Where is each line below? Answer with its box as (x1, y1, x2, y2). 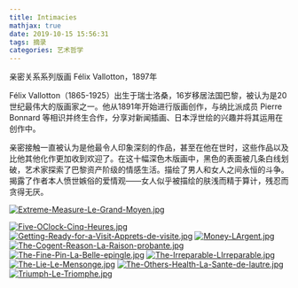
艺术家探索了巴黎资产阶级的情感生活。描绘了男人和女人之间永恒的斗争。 (24, 165, 289, 175)
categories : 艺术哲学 (9, 46, 84, 55)
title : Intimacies (9, 12, 77, 22)
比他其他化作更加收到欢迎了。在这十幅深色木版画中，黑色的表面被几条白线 (9, 153, 281, 164)
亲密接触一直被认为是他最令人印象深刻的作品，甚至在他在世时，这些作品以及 (9, 143, 289, 153)
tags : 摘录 (9, 37, 47, 47)
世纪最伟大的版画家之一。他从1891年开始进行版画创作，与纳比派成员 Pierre (9, 101, 282, 112)
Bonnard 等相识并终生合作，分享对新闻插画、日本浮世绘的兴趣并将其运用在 (9, 113, 284, 123)
